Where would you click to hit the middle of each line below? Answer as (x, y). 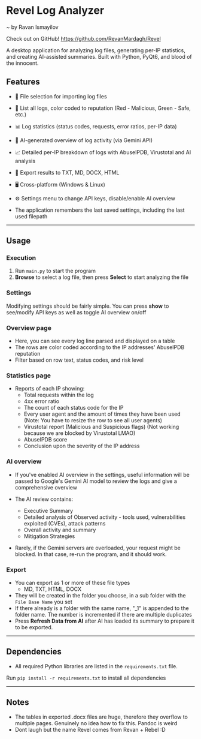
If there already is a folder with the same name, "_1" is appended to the (102, 608)
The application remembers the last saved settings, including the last (100, 210)
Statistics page (29, 375)
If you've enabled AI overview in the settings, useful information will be (102, 474)
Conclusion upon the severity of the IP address (82, 446)
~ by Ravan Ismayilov (32, 27)
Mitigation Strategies (49, 536)
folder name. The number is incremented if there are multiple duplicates (103, 614)
